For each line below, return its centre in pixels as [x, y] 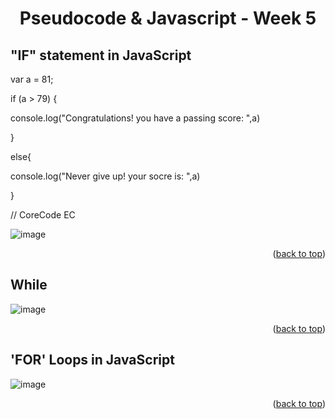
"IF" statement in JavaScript [101, 55]
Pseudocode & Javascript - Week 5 [168, 18]
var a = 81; [32, 79]
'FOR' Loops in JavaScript [92, 360]
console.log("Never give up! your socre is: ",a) [105, 176]
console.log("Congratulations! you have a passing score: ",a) [135, 118]
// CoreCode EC [43, 215]
